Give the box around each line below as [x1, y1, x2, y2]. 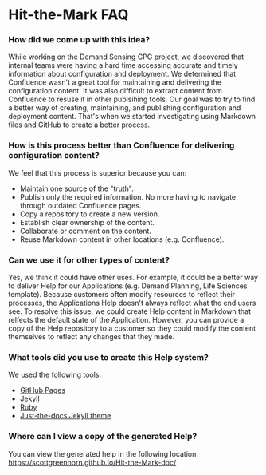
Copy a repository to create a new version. [19, 209, 160, 219]
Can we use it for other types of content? [8, 254, 170, 265]
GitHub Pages [19, 386, 66, 395]
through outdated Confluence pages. [19, 200, 142, 210]
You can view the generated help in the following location [8, 449, 197, 458]
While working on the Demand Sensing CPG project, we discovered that [8, 52, 244, 61]
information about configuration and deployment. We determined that [8, 69, 237, 79]
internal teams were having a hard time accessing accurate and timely [8, 61, 238, 70]
